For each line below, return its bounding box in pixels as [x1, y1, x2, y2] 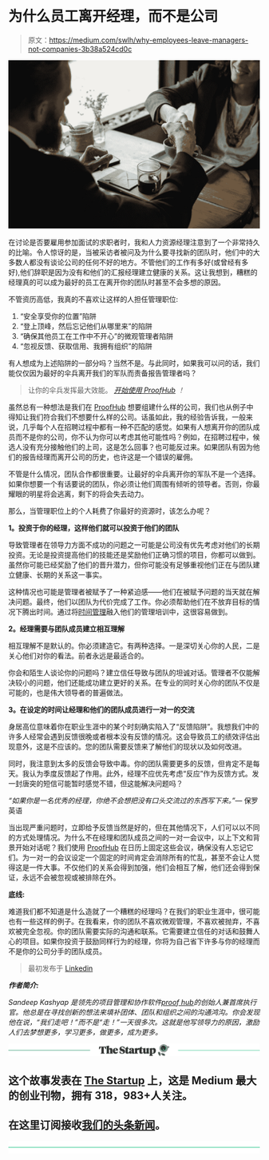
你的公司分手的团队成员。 [22, 946, 106, 955]
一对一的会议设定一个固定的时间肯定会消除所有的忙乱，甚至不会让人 [29, 852, 253, 862]
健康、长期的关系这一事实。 [14, 570, 106, 579]
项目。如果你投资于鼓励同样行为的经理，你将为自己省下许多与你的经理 [22, 936, 253, 946]
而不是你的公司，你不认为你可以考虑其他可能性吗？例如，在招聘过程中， [14, 432, 253, 442]
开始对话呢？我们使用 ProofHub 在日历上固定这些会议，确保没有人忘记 [14, 842, 247, 852]
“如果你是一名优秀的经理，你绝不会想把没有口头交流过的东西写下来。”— [8, 796, 243, 805]
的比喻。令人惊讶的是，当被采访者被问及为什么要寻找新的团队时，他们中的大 [8, 247, 260, 256]
